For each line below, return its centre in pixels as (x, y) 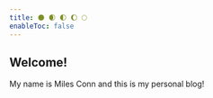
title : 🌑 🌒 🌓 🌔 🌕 (49, 18)
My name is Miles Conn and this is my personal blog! (107, 84)
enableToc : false (42, 26)
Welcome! (38, 62)
